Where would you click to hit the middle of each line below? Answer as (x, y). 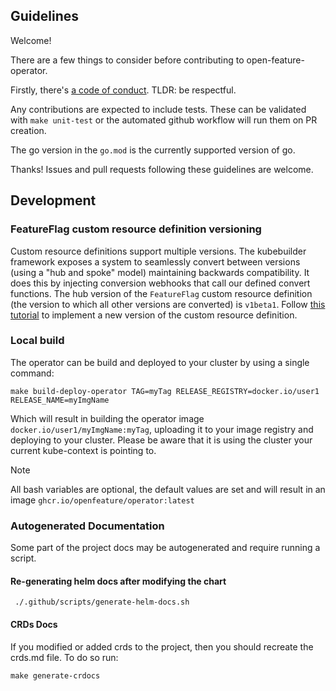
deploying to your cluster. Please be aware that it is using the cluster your (161, 440)
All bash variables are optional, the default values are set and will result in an (168, 489)
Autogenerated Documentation (87, 526)
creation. (28, 130)
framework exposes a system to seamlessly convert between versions (155, 261)
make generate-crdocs (55, 675)
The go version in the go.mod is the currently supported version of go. (153, 150)
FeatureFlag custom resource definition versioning (136, 229)
